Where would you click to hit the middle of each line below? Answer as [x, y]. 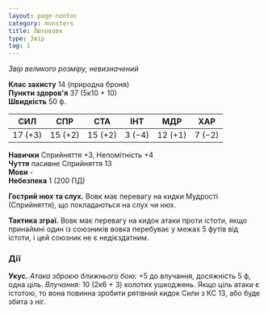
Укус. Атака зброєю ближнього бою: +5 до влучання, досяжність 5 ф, [130, 276]
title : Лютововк [36, 31]
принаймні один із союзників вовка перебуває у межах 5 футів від [124, 229]
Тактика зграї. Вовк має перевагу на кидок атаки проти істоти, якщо [128, 221]
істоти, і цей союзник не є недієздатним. [79, 238]
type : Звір [27, 38]
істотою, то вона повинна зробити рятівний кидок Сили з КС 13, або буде [134, 293]
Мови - [21, 172]
